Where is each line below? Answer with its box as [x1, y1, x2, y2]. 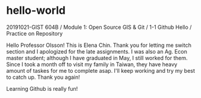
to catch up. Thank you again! [6, 73, 80, 81]
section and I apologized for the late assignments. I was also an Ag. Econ [6, 47, 188, 55]
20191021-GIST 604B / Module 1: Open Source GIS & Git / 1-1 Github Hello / [6, 23, 192, 31]
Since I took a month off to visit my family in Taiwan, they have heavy [6, 61, 178, 68]
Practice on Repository [6, 29, 63, 37]
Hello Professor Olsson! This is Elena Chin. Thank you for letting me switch [6, 41, 191, 49]
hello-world [6, 4, 66, 17]
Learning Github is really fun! [6, 85, 78, 92]
